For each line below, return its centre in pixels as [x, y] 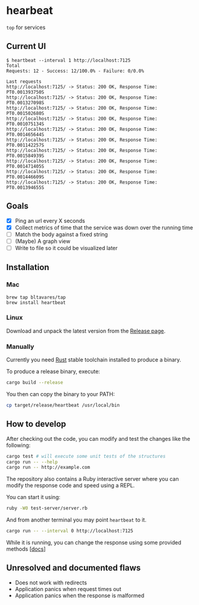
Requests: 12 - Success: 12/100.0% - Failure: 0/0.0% [75, 71]
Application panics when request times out [68, 589]
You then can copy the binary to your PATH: [61, 394]
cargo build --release [35, 383]
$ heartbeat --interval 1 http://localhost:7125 [68, 60]
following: [18, 445]
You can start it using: [33, 497]
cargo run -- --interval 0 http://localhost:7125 [70, 531]
